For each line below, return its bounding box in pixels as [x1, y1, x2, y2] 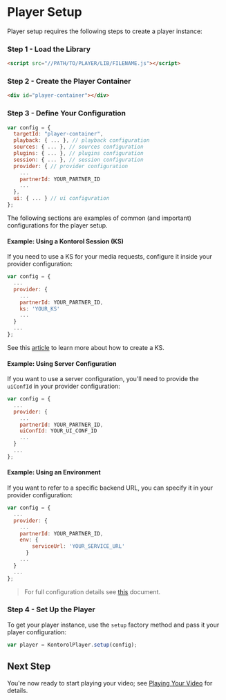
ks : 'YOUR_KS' [19, 305, 60, 312]
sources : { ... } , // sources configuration [13, 143, 144, 151]
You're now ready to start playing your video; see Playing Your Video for [7, 679, 213, 687]
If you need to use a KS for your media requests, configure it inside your [7, 252, 212, 261]
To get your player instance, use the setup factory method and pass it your [7, 620, 220, 629]
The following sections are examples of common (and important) [7, 214, 192, 222]
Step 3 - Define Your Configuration [7, 109, 126, 118]
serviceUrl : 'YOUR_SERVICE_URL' [32, 543, 126, 550]
